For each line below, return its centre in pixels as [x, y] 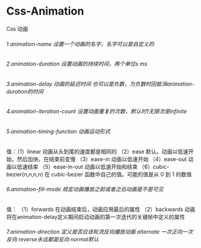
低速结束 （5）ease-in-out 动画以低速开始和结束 [77, 167]
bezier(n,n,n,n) [25, 174]
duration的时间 [25, 91]
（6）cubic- [154, 167]
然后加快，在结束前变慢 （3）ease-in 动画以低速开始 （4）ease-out [102, 159]
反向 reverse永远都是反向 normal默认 [53, 239]
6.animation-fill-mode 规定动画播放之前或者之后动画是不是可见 [85, 189]
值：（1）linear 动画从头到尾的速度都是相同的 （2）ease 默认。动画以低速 [97, 151]
